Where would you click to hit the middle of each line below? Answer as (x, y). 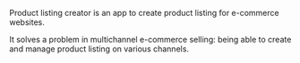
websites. (27, 22)
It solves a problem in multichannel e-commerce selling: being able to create (150, 39)
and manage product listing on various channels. (99, 49)
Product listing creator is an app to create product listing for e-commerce (144, 13)
